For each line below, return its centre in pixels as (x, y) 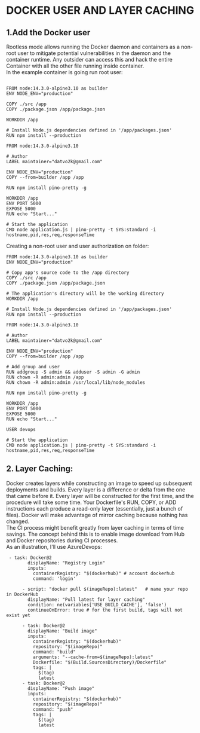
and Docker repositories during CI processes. (62, 540)
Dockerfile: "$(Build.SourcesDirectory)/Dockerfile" (100, 662)
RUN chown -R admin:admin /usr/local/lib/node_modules (76, 383)
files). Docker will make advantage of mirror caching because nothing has (97, 515)
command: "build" (54, 652)
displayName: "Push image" (61, 688)
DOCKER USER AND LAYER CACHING (100, 10)
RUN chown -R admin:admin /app (45, 377)
